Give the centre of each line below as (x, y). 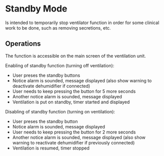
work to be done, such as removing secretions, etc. (58, 28)
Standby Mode (36, 9)
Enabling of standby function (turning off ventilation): (60, 65)
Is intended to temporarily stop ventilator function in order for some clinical (82, 23)
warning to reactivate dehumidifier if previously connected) (73, 142)
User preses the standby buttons (46, 75)
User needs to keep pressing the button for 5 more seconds (74, 91)
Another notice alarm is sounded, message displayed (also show (79, 137)
